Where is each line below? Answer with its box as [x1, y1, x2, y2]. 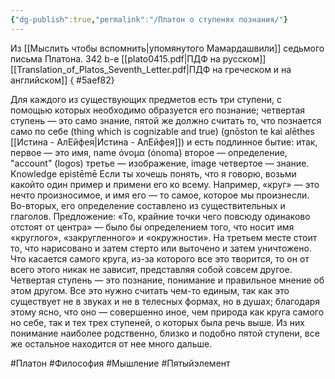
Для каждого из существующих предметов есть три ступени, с [10, 93, 282, 105]
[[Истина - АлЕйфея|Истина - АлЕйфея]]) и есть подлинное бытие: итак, [10, 136, 318, 148]
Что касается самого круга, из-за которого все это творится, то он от [10, 252, 310, 265]
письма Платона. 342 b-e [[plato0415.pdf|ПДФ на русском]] [10, 52, 267, 65]
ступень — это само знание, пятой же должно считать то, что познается [10, 114, 322, 126]
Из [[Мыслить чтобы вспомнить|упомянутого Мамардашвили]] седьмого [10, 42, 325, 54]
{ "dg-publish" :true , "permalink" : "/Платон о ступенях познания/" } [10, 14, 288, 25]
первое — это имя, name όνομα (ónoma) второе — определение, [10, 146, 288, 158]
